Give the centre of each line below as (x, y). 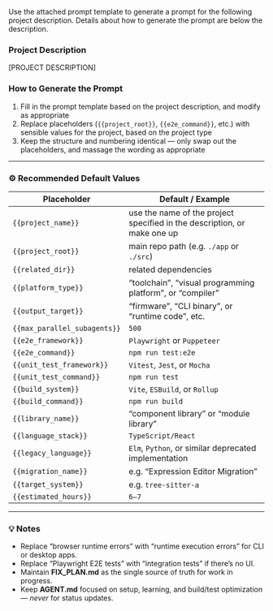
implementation (158, 458)
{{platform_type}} (48, 288)
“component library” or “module (189, 413)
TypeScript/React (162, 436)
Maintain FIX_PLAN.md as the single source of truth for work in (126, 572)
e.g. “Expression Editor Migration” (193, 471)
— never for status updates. (67, 598)
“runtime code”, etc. (167, 316)
